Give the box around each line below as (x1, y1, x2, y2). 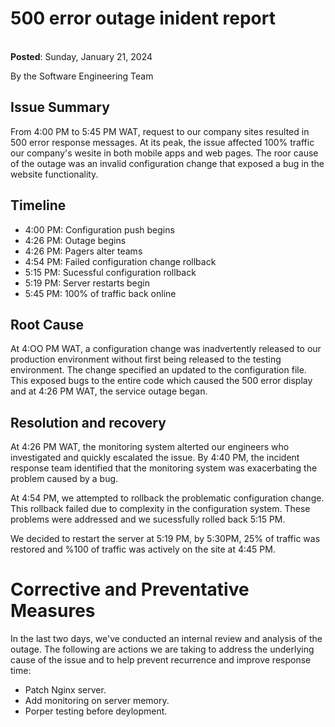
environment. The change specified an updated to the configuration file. (10, 364, 307, 376)
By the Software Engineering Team (10, 70, 154, 82)
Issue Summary (10, 99, 110, 116)
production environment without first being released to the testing (10, 353, 282, 366)
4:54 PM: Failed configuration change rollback (24, 255, 217, 267)
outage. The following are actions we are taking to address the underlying (10, 643, 315, 656)
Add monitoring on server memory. (24, 695, 170, 707)
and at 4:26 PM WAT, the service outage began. (10, 385, 208, 397)
